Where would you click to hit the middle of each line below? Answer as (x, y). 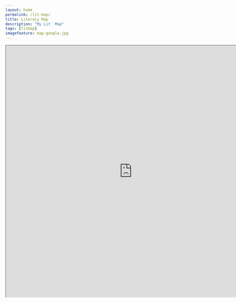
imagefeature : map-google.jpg (37, 33)
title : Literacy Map (27, 19)
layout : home (19, 10)
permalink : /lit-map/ (28, 15)
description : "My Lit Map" (35, 24)
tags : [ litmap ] (21, 29)
